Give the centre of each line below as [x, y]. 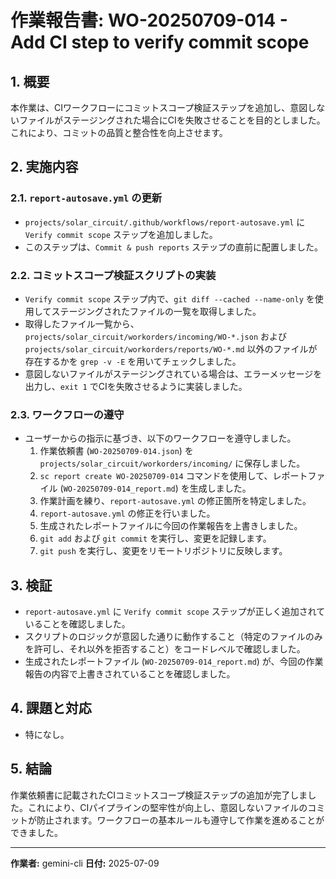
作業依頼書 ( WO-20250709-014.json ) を [116, 451]
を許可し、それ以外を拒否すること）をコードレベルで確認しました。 [165, 649]
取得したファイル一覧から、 [82, 323]
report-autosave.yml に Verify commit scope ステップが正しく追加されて [175, 612]
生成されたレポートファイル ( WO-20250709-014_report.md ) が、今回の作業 [174, 662]
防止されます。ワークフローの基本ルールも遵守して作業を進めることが [180, 820]
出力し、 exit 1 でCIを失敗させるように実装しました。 [136, 386]
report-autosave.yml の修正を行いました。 [127, 513]
